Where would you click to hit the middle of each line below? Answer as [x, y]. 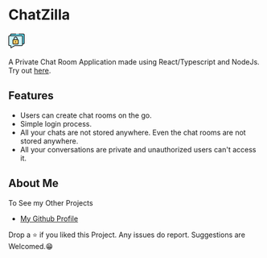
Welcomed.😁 [31, 246]
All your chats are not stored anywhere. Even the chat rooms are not [133, 132]
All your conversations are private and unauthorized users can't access [138, 149]
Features [31, 96]
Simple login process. [56, 123]
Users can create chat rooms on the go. [86, 115]
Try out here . [30, 70]
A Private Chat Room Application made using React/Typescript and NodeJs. [134, 61]
